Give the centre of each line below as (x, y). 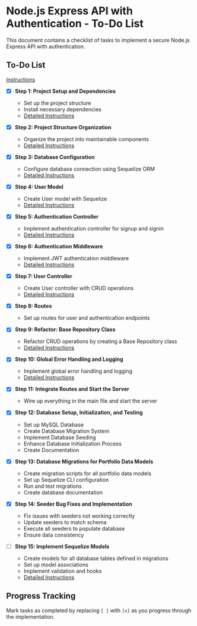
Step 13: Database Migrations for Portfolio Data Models (84, 461)
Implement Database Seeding (60, 437)
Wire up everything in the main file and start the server (90, 401)
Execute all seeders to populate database (74, 528)
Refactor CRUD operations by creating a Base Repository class (100, 341)
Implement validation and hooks (63, 571)
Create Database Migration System (66, 431)
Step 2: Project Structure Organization (63, 127)
